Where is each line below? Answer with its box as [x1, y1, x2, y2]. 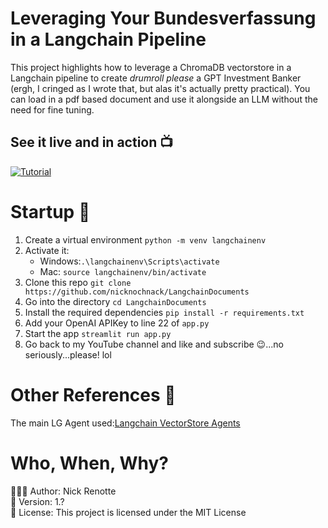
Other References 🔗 [10, 383, 177, 406]
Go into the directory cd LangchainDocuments [24, 295, 207, 307]
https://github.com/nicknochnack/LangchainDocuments [24, 287, 250, 297]
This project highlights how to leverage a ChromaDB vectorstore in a [10, 61, 292, 73]
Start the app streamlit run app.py [24, 327, 172, 339]
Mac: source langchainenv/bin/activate [39, 265, 207, 277]
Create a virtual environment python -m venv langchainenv [24, 233, 267, 246]
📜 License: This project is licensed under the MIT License [10, 506, 247, 518]
